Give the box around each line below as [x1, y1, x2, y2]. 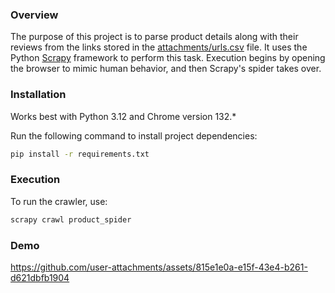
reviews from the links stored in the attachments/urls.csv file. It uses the [10, 41, 308, 53]
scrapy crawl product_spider [10, 214, 132, 225]
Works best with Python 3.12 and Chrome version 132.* [10, 110, 237, 122]
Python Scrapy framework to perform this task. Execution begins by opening [10, 52, 326, 64]
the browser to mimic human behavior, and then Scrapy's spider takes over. [10, 63, 322, 75]
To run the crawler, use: [10, 195, 108, 207]
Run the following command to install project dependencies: [10, 129, 258, 142]
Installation [10, 88, 67, 102]
